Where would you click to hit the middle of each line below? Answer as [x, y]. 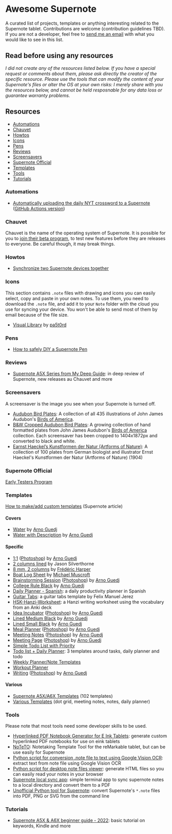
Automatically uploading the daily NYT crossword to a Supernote [81, 203]
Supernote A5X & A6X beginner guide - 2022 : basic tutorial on [79, 821]
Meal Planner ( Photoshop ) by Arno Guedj [56, 629]
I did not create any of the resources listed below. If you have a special [80, 68]
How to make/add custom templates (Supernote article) [64, 506]
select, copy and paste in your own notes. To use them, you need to [77, 298]
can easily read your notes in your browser [58, 774]
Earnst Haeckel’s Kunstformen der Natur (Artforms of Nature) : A [80, 446]
